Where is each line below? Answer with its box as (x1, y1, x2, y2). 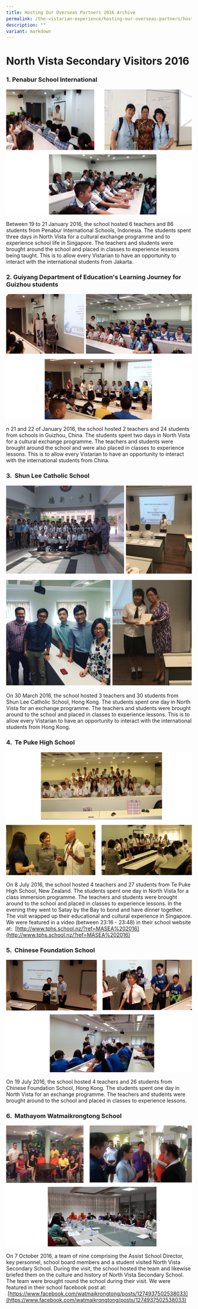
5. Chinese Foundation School (6, 946, 95, 954)
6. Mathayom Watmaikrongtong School (6, 1111, 122, 1120)
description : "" (6, 22, 46, 28)
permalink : (6, 15, 33, 22)
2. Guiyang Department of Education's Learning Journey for (6, 273, 181, 281)
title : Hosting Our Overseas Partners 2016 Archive (6, 9, 136, 15)
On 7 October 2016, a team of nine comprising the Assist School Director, (6, 1252, 184, 1260)
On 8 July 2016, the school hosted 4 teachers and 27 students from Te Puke (6, 881, 191, 888)
